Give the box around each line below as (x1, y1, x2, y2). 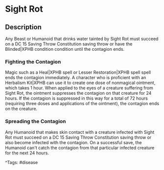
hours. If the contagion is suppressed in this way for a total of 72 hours (5, 95, 148, 101)
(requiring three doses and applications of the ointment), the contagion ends (5, 101, 160, 106)
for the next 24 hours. (5, 150, 49, 156)
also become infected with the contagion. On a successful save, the (5, 139, 142, 145)
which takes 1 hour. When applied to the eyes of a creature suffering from (5, 85, 153, 91)
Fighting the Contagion (5, 58, 61, 65)
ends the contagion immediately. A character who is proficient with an (5, 75, 146, 81)
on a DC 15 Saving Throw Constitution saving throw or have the (5, 41, 133, 47)
